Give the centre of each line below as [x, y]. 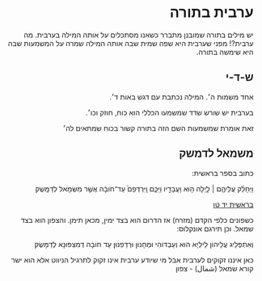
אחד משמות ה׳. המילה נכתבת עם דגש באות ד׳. [181, 97]
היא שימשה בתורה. [225, 52]
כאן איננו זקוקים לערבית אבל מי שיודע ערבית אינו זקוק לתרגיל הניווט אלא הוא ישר [132, 260]
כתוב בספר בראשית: [223, 173]
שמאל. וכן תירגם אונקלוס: [215, 229]
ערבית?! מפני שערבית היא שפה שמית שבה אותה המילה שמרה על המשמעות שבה [131, 43]
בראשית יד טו [233, 204]
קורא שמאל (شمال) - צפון [214, 268]
